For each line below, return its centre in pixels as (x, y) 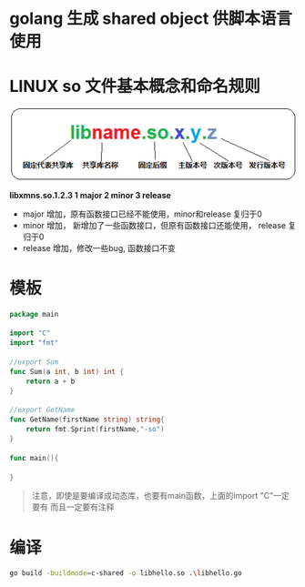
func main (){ (34, 458)
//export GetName (42, 410)
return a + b (51, 381)
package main (34, 314)
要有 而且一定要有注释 (73, 507)
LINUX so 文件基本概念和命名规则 (135, 86)
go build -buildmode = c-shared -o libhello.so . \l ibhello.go (126, 573)
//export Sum (34, 362)
